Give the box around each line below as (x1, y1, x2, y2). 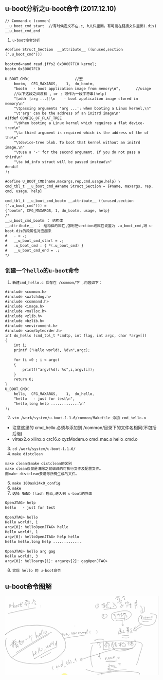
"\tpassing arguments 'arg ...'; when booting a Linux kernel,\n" (14, 106, 151, 111)
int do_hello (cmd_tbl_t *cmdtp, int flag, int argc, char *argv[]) (5, 333, 147, 338)
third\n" (5, 155, 23, 160)
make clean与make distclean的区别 (5, 461, 72, 466)
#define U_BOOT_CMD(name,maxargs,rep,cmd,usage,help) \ (5, 179, 121, 184)
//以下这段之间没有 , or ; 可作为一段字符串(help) (14, 91, 107, 96)
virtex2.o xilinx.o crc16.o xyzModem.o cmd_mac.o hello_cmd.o (12, 436, 138, 442)
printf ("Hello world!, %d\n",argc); (14, 347, 91, 353)
